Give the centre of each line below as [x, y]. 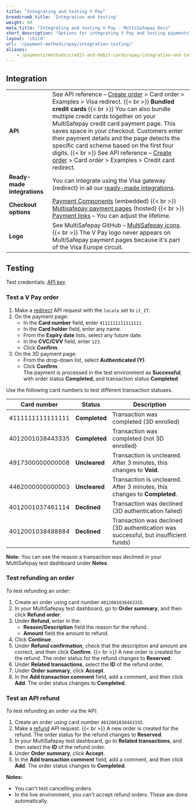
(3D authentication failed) [147, 511]
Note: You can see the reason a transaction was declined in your [84, 557]
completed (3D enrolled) [146, 421]
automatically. [31, 801]
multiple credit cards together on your [104, 116]
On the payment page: [41, 316]
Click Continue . [33, 639]
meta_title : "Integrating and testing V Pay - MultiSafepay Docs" [88, 28]
